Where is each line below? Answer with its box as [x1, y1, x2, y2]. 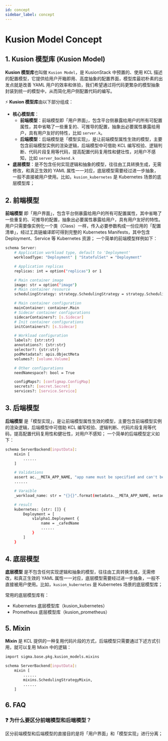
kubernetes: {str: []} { [14, 507, 66, 512]
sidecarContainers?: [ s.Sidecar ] [14, 314, 84, 320]
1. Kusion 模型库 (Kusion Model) [5, 55, 105, 63]
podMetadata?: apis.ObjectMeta [14, 352, 79, 357]
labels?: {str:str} [14, 338, 55, 343]
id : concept [5, 7, 30, 13]
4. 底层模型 [5, 555, 39, 563]
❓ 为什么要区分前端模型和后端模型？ [5, 716, 91, 723]
